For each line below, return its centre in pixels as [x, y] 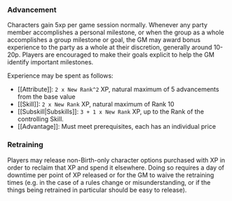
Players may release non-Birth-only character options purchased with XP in [116, 160]
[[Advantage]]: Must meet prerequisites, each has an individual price [116, 127]
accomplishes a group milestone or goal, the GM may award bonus [104, 40]
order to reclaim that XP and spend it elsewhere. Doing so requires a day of [116, 167]
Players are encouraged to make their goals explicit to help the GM [118, 55]
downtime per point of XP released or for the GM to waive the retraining [111, 175]
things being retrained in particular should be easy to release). [97, 190]
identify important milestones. [50, 62]
